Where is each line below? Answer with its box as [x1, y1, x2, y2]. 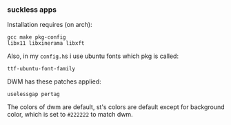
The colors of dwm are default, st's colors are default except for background [7, 103, 225, 111]
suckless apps [7, 5, 57, 15]
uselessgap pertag [7, 91, 60, 98]
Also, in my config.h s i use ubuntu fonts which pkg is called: [7, 52, 179, 60]
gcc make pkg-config [7, 34, 67, 41]
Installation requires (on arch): [7, 21, 92, 29]
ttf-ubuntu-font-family [7, 66, 76, 73]
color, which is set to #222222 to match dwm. [7, 110, 133, 119]
